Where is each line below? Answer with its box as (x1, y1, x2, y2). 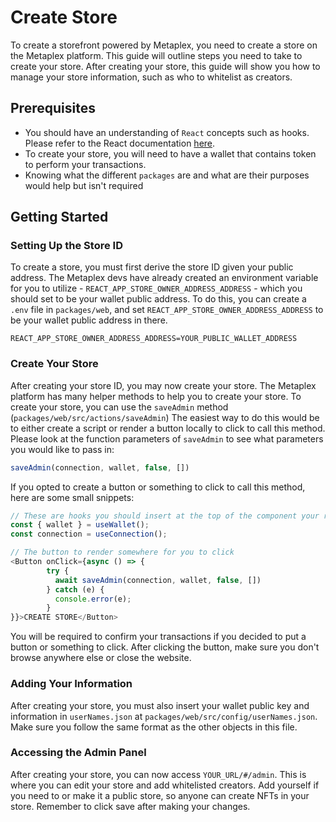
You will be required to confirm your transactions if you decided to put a (10, 631, 307, 643)
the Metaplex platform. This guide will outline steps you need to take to (10, 49, 303, 61)
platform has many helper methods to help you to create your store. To (10, 390, 302, 402)
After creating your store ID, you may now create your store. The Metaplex (10, 379, 317, 391)
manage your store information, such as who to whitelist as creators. (10, 71, 293, 83)
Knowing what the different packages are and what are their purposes (24, 169, 310, 181)
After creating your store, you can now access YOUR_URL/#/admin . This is (10, 768, 307, 780)
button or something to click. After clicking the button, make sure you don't (10, 641, 320, 653)
